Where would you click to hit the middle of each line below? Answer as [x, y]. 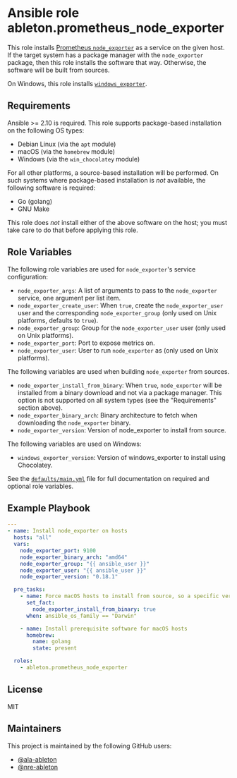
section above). [40, 408]
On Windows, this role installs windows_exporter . [77, 83]
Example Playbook [49, 508]
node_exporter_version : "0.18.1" [69, 577]
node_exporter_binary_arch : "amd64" [74, 557]
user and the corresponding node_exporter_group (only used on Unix [117, 312]
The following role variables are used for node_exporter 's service [102, 269]
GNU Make [34, 209]
